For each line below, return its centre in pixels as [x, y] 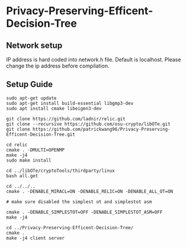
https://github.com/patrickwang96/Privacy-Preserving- [101, 129]
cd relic [17, 145]
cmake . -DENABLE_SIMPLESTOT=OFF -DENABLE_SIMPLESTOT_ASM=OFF [84, 212]
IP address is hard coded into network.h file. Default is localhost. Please [94, 60]
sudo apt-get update [32, 98]
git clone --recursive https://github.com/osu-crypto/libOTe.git [88, 124]
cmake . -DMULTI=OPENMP [36, 150]
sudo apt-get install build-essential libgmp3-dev [70, 103]
